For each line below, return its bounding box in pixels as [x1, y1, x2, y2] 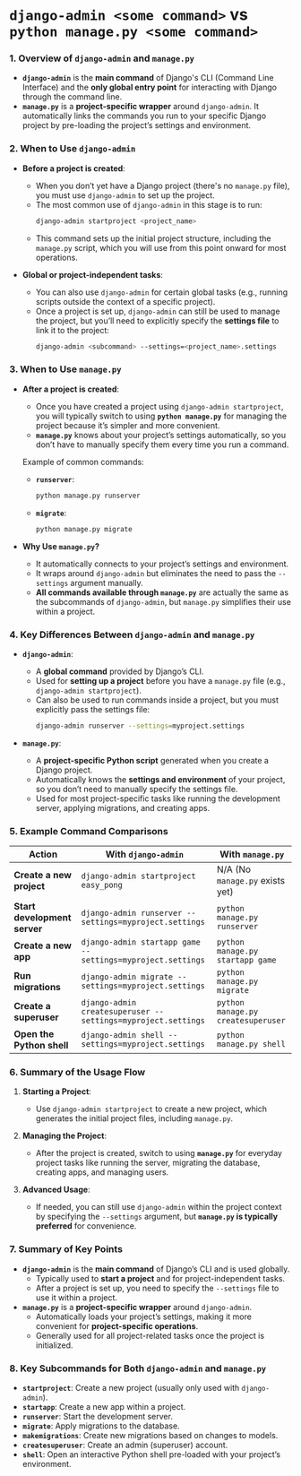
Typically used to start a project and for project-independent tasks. [35, 1273, 285, 1283]
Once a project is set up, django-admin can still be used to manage [35, 306, 280, 316]
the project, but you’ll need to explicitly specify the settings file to [35, 315, 279, 326]
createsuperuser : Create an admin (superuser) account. [21, 1439, 228, 1450]
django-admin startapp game [81, 937, 202, 947]
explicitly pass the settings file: [35, 703, 150, 714]
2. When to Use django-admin [9, 142, 136, 155]
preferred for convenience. [35, 1221, 137, 1231]
